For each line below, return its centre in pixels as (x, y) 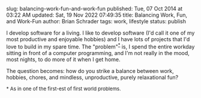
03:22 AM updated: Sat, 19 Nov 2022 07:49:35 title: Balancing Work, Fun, (97, 15)
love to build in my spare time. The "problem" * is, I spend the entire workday (100, 46)
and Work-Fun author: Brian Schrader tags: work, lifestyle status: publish (96, 21)
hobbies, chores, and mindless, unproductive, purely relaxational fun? (92, 77)
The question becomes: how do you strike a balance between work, (90, 71)
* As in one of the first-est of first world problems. (64, 88)
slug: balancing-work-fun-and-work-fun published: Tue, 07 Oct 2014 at (94, 9)
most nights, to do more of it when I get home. (63, 59)
